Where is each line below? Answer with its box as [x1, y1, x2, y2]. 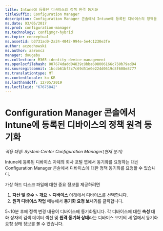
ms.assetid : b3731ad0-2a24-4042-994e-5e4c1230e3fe [5, 39, 110, 44]
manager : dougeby [5, 52, 41, 58]
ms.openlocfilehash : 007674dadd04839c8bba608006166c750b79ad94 [5, 62, 137, 67]
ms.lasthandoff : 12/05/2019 [5, 80, 62, 85]
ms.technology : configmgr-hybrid [5, 30, 73, 35]
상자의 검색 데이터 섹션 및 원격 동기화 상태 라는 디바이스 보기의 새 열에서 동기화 [10, 215, 158, 221]
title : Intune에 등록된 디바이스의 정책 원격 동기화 [5, 7, 98, 12]
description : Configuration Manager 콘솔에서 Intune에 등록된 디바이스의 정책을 [5, 16, 157, 21]
